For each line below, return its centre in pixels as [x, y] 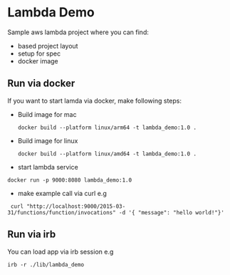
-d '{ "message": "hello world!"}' [171, 212]
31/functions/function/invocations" [62, 212]
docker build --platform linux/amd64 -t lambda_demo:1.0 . [107, 154]
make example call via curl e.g [62, 193]
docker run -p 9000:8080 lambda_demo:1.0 [70, 180]
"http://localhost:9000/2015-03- [76, 206]
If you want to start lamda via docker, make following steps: [94, 100]
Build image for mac [47, 114]
